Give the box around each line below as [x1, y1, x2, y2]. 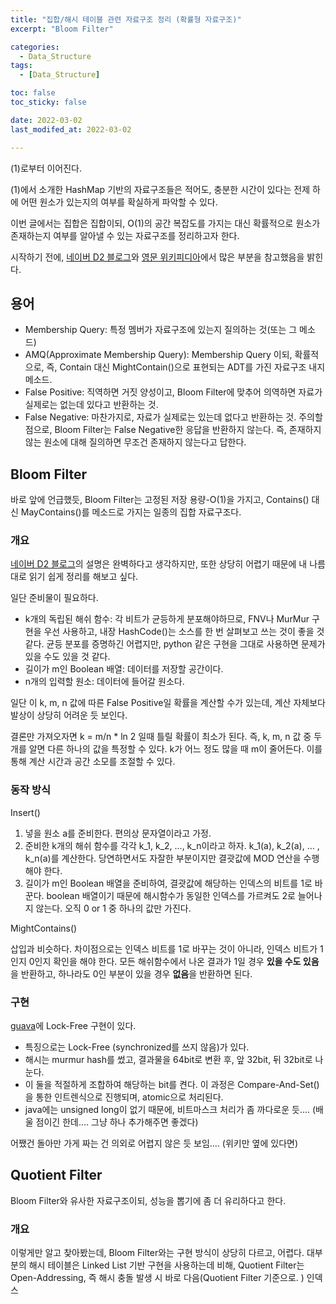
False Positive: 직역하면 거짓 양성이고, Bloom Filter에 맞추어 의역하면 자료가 [24, 386, 323, 398]
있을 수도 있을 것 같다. [24, 651, 111, 663]
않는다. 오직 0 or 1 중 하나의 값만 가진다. [35, 902, 192, 914]
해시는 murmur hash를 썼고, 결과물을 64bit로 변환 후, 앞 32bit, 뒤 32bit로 [24, 1054, 313, 1066]
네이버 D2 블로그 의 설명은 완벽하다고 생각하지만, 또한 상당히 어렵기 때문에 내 [10, 558, 308, 570]
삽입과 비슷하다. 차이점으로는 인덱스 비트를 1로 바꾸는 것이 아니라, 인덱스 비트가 [10, 942, 318, 955]
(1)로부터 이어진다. [10, 162, 83, 174]
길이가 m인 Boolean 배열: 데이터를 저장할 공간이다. [24, 663, 224, 675]
